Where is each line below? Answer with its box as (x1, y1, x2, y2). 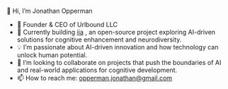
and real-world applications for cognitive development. (16, 66, 178, 74)
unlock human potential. (16, 51, 88, 59)
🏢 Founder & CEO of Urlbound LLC (16, 20, 118, 28)
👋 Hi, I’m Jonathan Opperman (6, 7, 93, 15)
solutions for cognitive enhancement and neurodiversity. (16, 35, 182, 44)
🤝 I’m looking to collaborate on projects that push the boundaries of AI (16, 59, 222, 66)
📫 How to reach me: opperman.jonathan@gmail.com (16, 74, 173, 82)
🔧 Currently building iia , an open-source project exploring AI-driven (16, 28, 216, 36)
